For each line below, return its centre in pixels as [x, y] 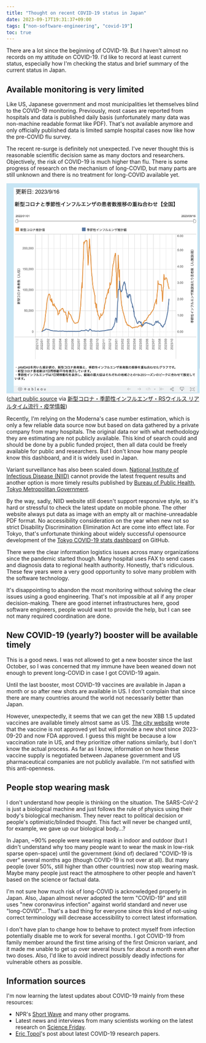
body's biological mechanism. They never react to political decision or [95, 815]
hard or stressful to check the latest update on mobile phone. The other [97, 507]
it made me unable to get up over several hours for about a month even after [103, 949]
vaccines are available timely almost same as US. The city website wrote [98, 722]
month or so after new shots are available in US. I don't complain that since [101, 691]
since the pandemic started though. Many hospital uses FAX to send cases [101, 558]
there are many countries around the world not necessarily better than [95, 698]
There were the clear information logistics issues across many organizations [103, 552]
